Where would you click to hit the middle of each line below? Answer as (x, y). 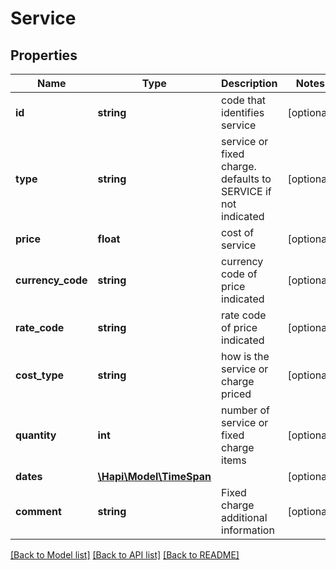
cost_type (40, 375)
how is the (245, 356)
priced (236, 394)
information (248, 530)
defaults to (246, 179)
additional (244, 517)
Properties (44, 55)
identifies (243, 112)
